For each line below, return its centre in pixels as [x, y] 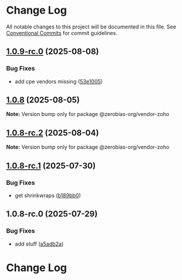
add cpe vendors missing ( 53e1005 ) [59, 81]
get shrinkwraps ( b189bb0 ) [48, 195]
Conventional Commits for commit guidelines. [62, 33]
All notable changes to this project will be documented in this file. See [91, 27]
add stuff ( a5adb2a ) [39, 244]
